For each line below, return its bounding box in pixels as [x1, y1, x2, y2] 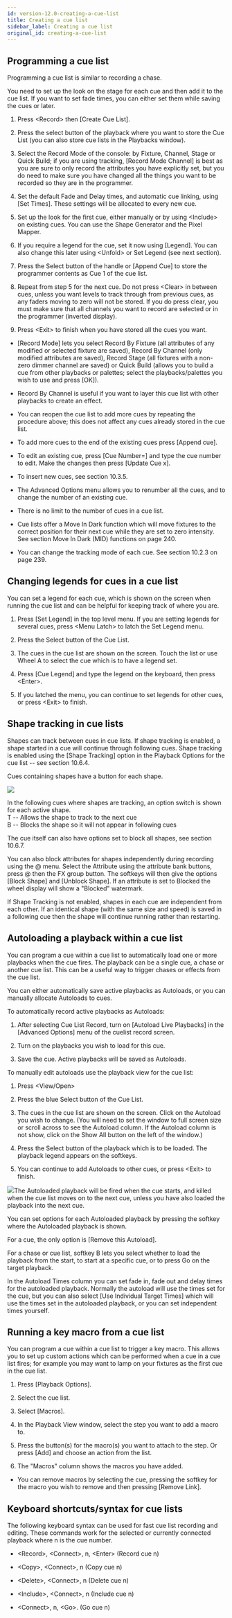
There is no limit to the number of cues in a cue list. [17, 507, 164, 515]
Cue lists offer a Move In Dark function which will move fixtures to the [17, 520, 216, 529]
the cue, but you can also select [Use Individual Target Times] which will [7, 1292, 214, 1300]
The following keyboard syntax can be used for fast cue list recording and [7, 1522, 218, 1530]
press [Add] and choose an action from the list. [17, 1449, 152, 1457]
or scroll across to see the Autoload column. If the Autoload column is [17, 1123, 217, 1132]
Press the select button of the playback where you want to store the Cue [17, 129, 225, 137]
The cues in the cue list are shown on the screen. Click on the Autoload [17, 1108, 221, 1116]
